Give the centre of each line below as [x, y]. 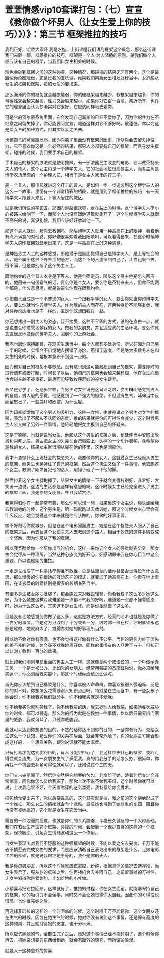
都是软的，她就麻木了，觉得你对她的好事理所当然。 [56, 628]
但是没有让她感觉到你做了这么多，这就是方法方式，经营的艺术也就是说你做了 [82, 616]
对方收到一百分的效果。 [37, 651]
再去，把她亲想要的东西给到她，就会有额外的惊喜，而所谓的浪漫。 [71, 940]
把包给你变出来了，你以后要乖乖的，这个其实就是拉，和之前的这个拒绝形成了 [82, 798]
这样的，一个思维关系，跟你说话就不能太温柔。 [56, 742]
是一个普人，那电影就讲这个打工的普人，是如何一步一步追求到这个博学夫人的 [82, 185]
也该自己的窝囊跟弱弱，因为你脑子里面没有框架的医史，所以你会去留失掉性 [80, 140]
